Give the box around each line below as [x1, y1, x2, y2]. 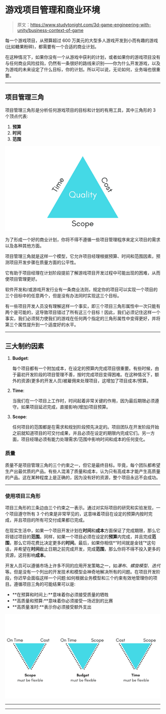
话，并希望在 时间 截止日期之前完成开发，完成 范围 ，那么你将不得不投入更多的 [5, 546, 161, 552]
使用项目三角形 [5, 493, 41, 500]
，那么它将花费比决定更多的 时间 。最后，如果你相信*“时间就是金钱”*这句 [9, 540, 156, 546]
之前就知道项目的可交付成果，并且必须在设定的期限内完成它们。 [12, 430, 142, 436]
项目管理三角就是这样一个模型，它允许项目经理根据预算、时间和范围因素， [5, 253, 156, 259]
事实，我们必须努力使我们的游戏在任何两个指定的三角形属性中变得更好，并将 [5, 315, 161, 321]
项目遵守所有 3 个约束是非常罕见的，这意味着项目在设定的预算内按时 [9, 511, 149, 517]
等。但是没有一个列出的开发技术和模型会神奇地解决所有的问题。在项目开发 [5, 569, 156, 575]
